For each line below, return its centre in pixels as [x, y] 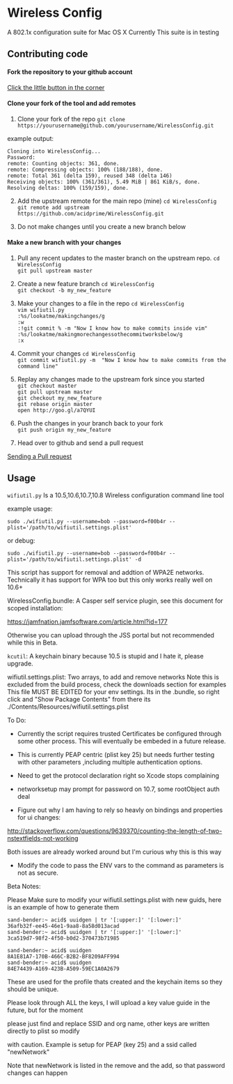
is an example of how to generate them [63, 907]
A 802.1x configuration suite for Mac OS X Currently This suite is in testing [113, 32]
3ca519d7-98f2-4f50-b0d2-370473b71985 [63, 938]
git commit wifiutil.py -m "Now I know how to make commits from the [122, 360]
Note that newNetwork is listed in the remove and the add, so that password [116, 1065]
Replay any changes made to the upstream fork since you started [111, 379]
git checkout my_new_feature [59, 398]
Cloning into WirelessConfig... [54, 151]
